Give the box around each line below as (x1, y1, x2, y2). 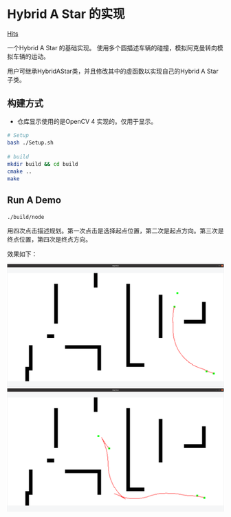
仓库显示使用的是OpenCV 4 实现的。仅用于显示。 (16, 117, 157, 125)
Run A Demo (7, 194, 62, 207)
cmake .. (7, 168, 32, 176)
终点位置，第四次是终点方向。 (7, 235, 91, 243)
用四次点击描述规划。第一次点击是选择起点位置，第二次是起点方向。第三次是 (7, 226, 224, 235)
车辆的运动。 (12, 52, 49, 61)
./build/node (7, 213, 45, 220)
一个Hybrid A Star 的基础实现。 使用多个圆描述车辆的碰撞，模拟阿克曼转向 (7, 43, 218, 52)
